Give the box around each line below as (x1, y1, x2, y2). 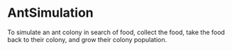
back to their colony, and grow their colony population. (7, 35, 167, 43)
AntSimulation (7, 5, 94, 21)
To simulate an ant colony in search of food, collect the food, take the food (7, 28, 226, 36)
